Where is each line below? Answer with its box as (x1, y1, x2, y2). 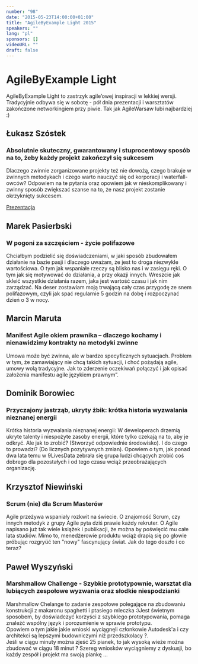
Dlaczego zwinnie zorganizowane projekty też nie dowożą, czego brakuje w (6, 167, 191, 174)
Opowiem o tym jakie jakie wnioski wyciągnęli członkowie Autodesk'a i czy (6, 625, 189, 633)
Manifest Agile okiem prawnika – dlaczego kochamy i (6, 331, 162, 340)
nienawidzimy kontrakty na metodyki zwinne (6, 339, 138, 347)
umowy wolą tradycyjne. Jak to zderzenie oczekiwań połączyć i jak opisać (6, 365, 188, 372)
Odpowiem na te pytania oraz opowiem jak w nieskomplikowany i (27, 180, 187, 187)
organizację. (6, 465, 37, 472)
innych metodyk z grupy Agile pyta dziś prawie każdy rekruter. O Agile (6, 519, 178, 526)
